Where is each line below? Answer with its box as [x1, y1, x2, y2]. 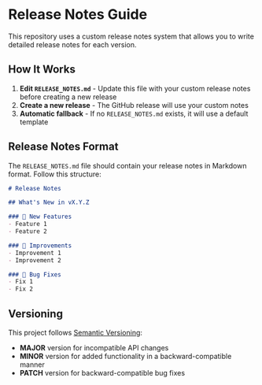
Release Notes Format [8, 140, 119, 154]
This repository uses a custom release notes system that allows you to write [8, 31, 254, 41]
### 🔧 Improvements [8, 242, 72, 250]
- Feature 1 [8, 220, 47, 228]
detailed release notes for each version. [8, 39, 137, 49]
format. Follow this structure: [8, 169, 101, 179]
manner [19, 360, 45, 369]
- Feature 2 [8, 228, 47, 235]
